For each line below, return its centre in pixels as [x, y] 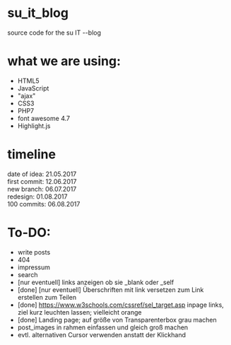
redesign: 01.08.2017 [37, 197]
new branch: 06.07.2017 [42, 189]
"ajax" [26, 95]
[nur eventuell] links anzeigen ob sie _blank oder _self [96, 282]
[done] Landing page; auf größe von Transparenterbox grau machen [117, 320]
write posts [34, 252]
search [28, 274]
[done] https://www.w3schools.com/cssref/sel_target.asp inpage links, [120, 305]
